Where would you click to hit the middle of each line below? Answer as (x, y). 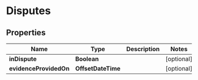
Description (143, 49)
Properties (26, 33)
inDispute (23, 59)
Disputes (29, 11)
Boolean (87, 59)
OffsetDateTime (98, 69)
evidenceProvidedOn (39, 69)
